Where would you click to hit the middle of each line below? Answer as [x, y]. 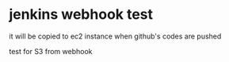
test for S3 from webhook [51, 51]
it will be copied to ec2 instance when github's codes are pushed [115, 36]
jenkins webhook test [81, 15]
